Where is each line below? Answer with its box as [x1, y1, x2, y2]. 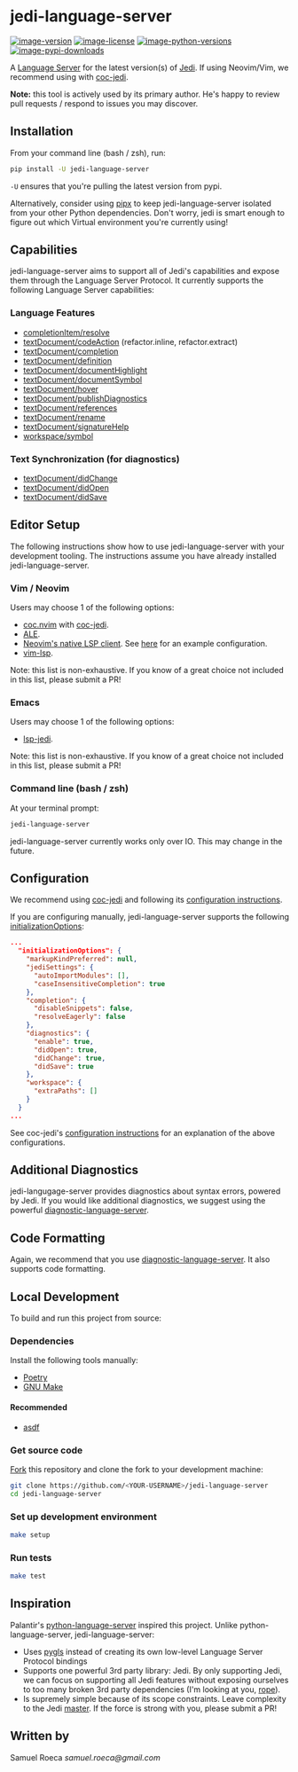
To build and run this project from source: [10, 1313, 162, 1323]
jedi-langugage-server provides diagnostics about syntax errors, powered [10, 1186, 281, 1196]
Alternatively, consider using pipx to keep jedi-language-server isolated [10, 198, 271, 208]
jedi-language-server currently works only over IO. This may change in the [10, 835, 283, 846]
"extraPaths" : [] [33, 1086, 98, 1096]
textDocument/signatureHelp [22, 421, 129, 432]
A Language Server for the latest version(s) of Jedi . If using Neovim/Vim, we [10, 62, 289, 73]
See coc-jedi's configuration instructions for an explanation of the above [10, 1127, 276, 1138]
